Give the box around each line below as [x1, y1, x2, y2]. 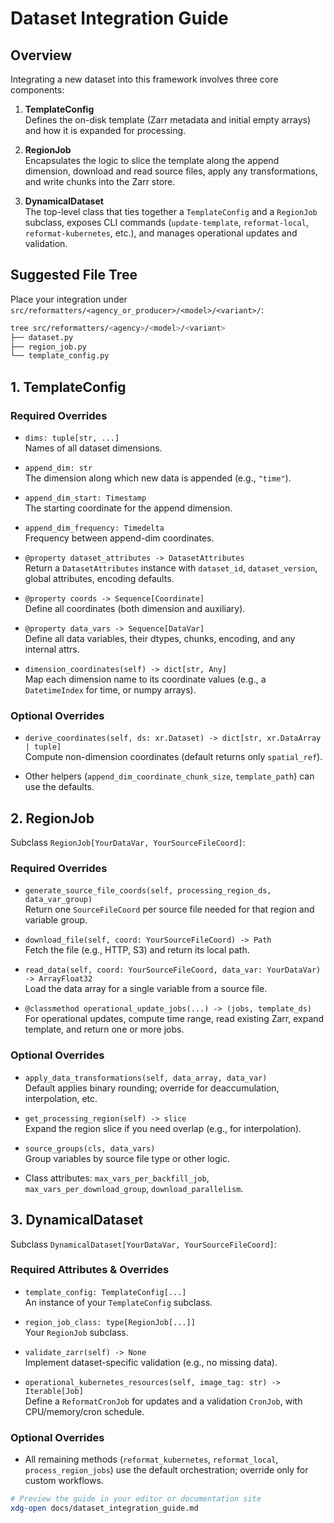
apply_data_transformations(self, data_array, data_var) [24, 1073, 268, 1083]
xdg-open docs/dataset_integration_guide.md [10, 1503, 199, 1513]
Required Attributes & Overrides [10, 1263, 170, 1277]
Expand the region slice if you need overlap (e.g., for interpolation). [24, 1122, 302, 1134]
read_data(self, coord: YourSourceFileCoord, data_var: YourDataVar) [24, 965, 322, 976]
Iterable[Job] [24, 1386, 84, 1396]
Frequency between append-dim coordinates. [24, 532, 215, 544]
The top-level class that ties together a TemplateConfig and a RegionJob [24, 206, 318, 217]
